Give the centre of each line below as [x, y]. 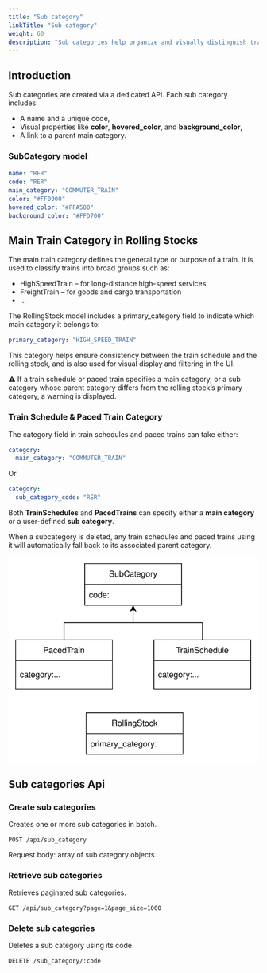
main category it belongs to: [54, 325]
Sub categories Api [57, 784]
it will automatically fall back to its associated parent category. [110, 546]
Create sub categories [52, 807]
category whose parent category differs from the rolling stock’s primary [125, 388]
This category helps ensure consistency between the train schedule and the [133, 356]
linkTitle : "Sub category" [53, 25]
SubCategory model [48, 156]
